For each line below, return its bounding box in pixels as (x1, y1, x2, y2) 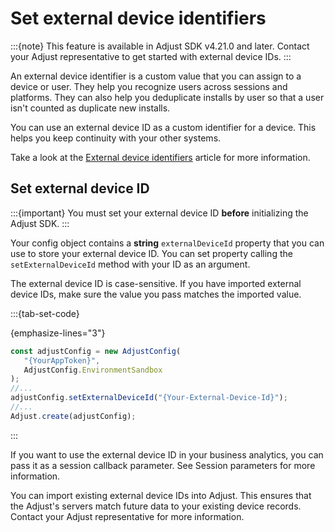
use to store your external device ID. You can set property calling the (10, 247, 293, 259)
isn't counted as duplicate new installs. (10, 102, 171, 114)
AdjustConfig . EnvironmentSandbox (23, 365, 163, 375)
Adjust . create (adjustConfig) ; (10, 411, 137, 421)
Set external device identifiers (10, 7, 267, 30)
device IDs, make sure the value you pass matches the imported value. (10, 288, 302, 300)
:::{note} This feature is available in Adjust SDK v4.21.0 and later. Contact (10, 40, 310, 52)
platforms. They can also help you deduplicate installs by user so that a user (10, 91, 325, 103)
